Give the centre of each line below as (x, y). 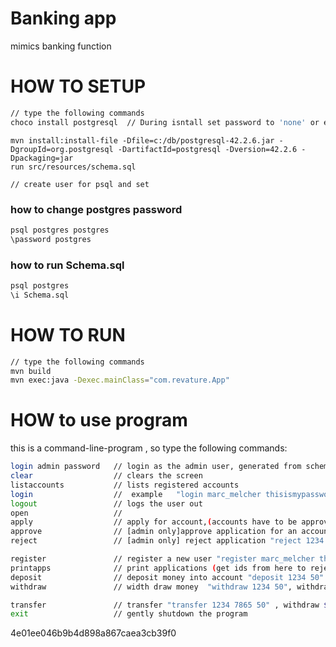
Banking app (63, 18)
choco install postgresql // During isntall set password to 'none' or (165, 122)
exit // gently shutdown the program (129, 614)
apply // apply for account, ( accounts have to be (154, 522)
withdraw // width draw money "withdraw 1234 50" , (151, 587)
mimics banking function (61, 46)
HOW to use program (99, 420)
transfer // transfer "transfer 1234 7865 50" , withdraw (165, 605)
